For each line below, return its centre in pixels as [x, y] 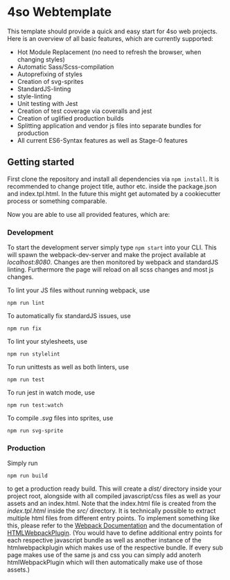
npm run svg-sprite [35, 431]
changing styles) [41, 59]
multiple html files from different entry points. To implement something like [113, 518]
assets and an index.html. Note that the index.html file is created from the [112, 504]
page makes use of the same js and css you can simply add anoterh [104, 555]
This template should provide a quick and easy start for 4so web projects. [113, 31]
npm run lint [26, 303]
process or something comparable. [57, 201]
